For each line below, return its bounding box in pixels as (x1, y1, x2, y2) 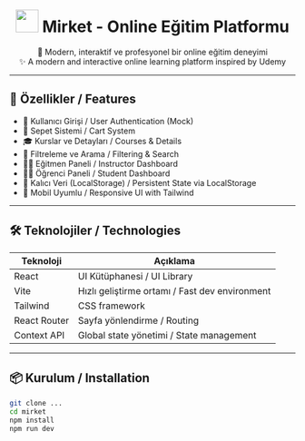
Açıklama (153, 254, 195, 267)
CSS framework (77, 299, 145, 312)
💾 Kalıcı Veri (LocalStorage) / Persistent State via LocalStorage (22, 177, 257, 188)
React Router (14, 314, 70, 327)
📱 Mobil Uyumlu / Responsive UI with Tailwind (22, 187, 194, 198)
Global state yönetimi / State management (77, 328, 257, 341)
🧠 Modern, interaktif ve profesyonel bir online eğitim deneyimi (37, 46, 268, 57)
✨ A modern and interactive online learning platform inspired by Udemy (19, 55, 286, 67)
